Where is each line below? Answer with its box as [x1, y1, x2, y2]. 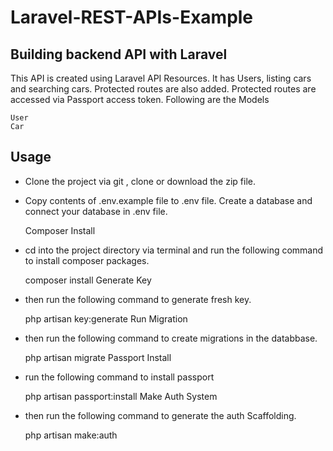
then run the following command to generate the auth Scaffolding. [24, 409, 297, 421]
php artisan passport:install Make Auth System [24, 390, 218, 402]
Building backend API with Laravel [10, 46, 228, 63]
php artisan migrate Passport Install [24, 351, 172, 363]
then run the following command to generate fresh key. [24, 293, 252, 305]
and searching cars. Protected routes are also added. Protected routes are [10, 83, 317, 95]
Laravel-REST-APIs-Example [10, 6, 254, 29]
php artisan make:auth [24, 429, 118, 441]
